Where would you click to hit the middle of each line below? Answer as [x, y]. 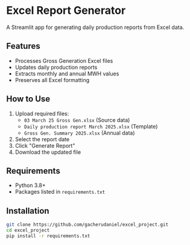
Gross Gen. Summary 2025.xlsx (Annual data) [79, 133]
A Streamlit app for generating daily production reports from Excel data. [95, 27]
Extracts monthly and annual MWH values [67, 74]
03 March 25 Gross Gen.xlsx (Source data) [77, 120]
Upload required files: [42, 113]
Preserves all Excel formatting [52, 80]
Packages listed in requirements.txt [60, 192]
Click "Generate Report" [45, 145]
